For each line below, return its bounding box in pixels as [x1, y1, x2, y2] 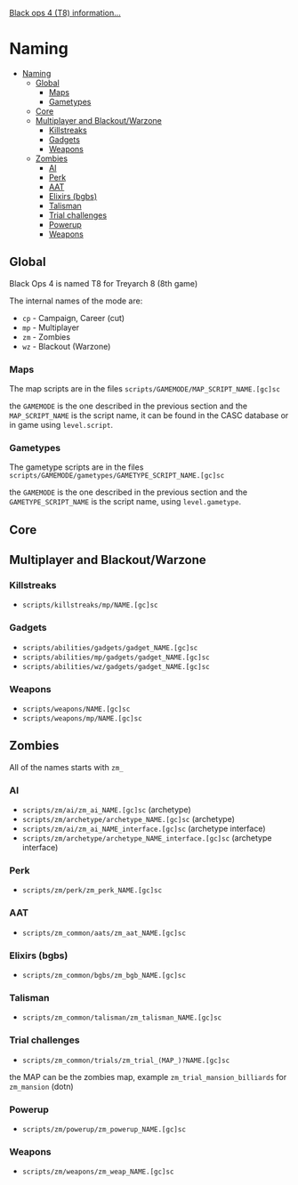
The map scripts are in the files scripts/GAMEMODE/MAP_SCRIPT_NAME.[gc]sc [9, 383, 280, 394]
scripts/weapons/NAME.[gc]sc [21, 705, 131, 714]
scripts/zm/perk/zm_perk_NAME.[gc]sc [21, 886, 163, 895]
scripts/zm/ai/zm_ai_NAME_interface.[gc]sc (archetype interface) [21, 823, 266, 834]
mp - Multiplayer [21, 322, 80, 333]
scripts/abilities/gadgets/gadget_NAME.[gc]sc [21, 643, 198, 652]
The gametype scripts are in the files [9, 462, 144, 472]
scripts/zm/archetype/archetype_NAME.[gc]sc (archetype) [21, 814, 236, 825]
